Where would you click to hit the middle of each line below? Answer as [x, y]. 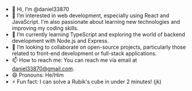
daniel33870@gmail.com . [43, 69]
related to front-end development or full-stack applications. [84, 53]
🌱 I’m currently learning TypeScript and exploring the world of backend [98, 34]
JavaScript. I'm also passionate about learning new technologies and [96, 22]
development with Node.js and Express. [60, 41]
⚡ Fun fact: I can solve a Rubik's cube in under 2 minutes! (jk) [87, 81]
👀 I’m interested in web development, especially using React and [90, 15]
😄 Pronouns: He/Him [38, 75]
